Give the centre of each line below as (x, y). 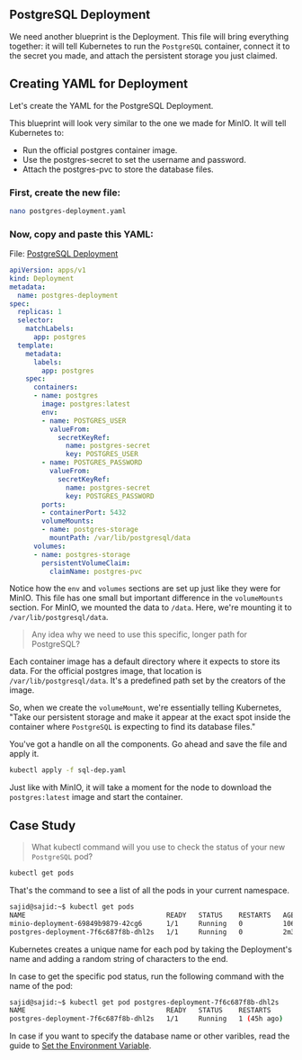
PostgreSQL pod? (62, 857)
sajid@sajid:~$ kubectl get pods (72, 907)
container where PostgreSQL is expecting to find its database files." (133, 727)
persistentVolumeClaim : (86, 563)
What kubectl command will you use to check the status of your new (158, 847)
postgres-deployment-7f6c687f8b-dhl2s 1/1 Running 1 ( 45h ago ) (146, 1019)
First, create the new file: (65, 193)
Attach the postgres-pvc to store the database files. (118, 169)
